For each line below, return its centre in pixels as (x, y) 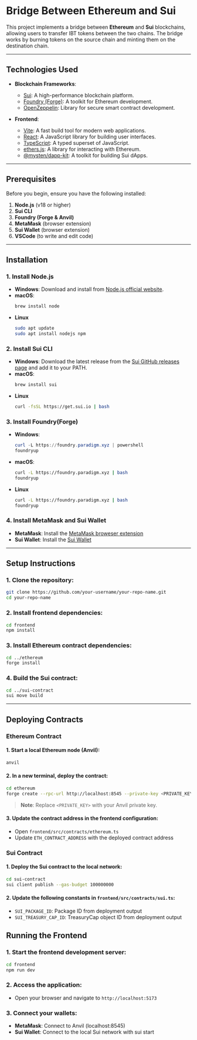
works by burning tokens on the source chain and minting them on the (91, 39)
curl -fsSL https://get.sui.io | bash (62, 407)
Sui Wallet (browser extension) (52, 229)
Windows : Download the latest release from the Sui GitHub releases (97, 361)
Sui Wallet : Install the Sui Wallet (53, 539)
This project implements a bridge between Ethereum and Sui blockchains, (96, 27)
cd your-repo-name (28, 598)
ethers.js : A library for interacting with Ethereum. (82, 149)
